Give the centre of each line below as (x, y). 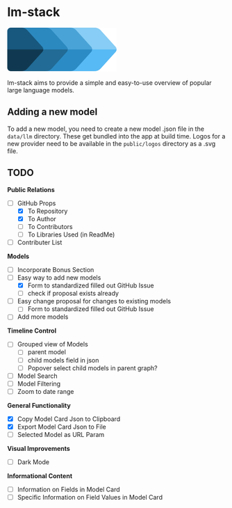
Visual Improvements (39, 449)
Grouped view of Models (52, 344)
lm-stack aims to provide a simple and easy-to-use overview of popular (109, 82)
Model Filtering (39, 383)
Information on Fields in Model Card (68, 490)
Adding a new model (52, 112)
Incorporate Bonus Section (56, 269)
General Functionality (39, 405)
